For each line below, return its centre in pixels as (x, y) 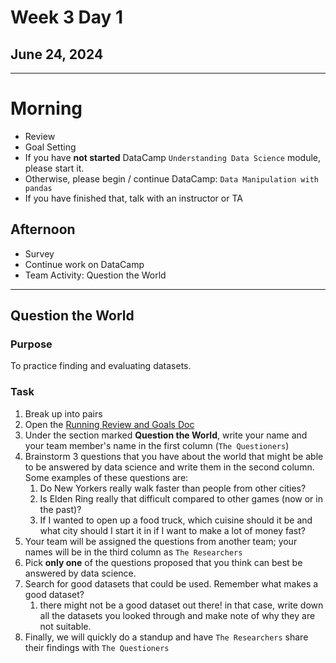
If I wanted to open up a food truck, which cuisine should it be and (176, 520)
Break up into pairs (63, 413)
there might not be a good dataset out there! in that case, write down (181, 605)
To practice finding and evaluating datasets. (101, 366)
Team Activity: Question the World (95, 275)
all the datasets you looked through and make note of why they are (177, 615)
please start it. (54, 168)
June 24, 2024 (57, 54)
